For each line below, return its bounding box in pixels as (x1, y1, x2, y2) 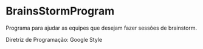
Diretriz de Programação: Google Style (5, 36, 103, 43)
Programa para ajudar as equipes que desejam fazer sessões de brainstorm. (5, 24, 198, 31)
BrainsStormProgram (5, 4, 115, 18)
